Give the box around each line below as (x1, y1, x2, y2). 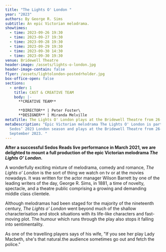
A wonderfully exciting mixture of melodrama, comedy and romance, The (5, 165, 154, 170)
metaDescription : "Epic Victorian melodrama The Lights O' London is (5, 122, 152, 126)
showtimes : (5, 26, 28, 31)
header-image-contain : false (5, 67, 65, 72)
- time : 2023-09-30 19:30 (9, 53, 63, 58)
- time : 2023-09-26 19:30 (9, 30, 63, 35)
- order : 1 (9, 85, 32, 90)
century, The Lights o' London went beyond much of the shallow (5, 206, 136, 211)
